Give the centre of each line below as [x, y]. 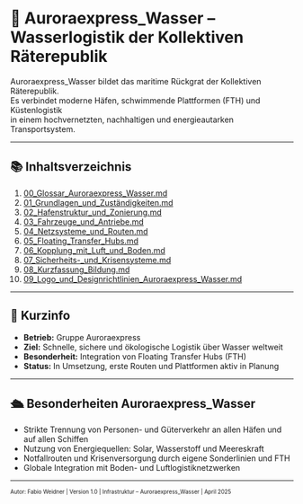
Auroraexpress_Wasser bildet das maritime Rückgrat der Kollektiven [136, 81]
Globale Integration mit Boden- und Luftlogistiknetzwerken [132, 468]
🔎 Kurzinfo [40, 316]
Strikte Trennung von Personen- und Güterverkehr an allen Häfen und [152, 429]
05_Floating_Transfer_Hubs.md [80, 241]
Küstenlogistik [36, 110]
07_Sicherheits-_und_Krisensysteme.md [97, 260]
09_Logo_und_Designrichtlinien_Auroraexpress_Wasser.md [133, 279]
